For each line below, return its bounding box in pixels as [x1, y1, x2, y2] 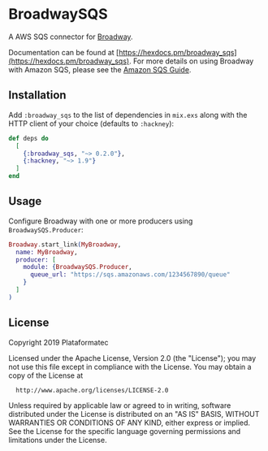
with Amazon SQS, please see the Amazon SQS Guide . [8, 64, 192, 74]
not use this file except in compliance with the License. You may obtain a [8, 362, 252, 371]
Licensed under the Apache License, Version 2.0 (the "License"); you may [8, 353, 257, 362]
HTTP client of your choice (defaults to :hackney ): [8, 119, 175, 128]
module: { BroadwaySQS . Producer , [23, 263, 132, 271]
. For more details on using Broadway [128, 56, 254, 66]
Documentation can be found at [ [8, 47, 119, 57]
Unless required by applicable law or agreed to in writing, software [8, 400, 231, 410]
